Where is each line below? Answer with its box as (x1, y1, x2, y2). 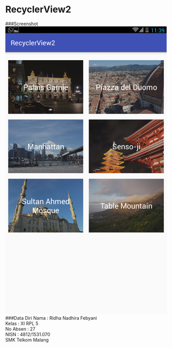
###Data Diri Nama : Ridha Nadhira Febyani (5, 315, 97, 321)
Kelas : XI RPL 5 (5, 320, 38, 326)
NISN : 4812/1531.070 (5, 331, 50, 337)
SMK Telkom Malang (5, 337, 49, 343)
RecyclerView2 (5, 4, 72, 15)
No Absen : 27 (5, 325, 36, 332)
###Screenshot (5, 21, 38, 27)
